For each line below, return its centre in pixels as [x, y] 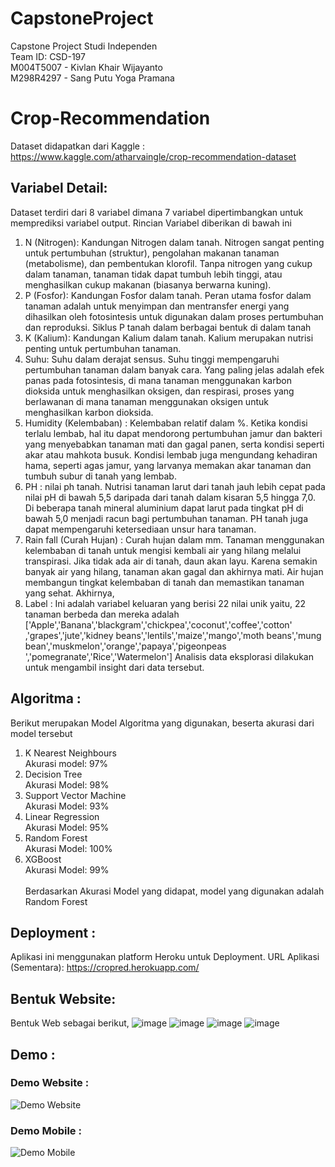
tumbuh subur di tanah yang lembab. [100, 476]
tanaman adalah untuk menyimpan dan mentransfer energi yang [157, 306]
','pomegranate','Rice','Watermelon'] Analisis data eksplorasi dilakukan [169, 656]
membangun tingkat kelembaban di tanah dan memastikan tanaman [164, 582]
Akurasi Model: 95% [67, 827]
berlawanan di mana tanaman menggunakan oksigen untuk [146, 401]
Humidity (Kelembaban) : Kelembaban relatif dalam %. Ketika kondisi [166, 423]
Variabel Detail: [59, 188]
